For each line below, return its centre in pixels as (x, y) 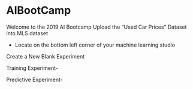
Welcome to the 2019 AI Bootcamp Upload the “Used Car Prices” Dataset (96, 27)
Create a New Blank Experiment (46, 56)
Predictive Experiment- (34, 79)
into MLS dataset (27, 33)
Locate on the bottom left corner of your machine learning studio (95, 45)
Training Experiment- (32, 68)
